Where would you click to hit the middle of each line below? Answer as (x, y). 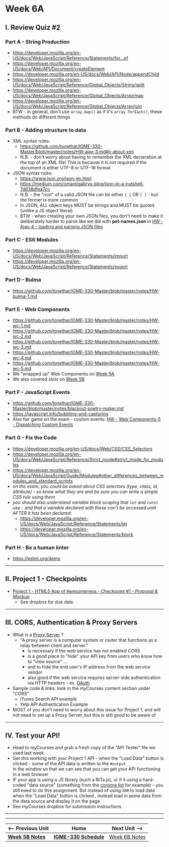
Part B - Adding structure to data (46, 130)
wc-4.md (22, 358)
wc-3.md (22, 347)
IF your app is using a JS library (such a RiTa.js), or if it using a (77, 780)
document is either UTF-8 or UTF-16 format (65, 168)
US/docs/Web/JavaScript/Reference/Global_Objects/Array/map (78, 95)
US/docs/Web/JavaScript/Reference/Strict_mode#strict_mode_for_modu (88, 459)
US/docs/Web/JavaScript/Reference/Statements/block (76, 534)
